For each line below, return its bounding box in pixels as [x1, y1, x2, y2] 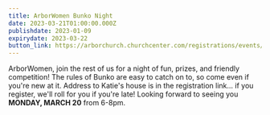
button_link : [8, 42, 52, 50]
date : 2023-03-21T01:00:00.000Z [8, 19, 117, 27]
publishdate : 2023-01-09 [8, 27, 92, 35]
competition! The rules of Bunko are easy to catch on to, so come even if [8, 72, 249, 82]
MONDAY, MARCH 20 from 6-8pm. [8, 98, 126, 108]
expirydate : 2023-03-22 [8, 34, 88, 43]
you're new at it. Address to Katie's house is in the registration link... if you [8, 81, 254, 91]
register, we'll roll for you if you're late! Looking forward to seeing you [8, 89, 239, 99]
